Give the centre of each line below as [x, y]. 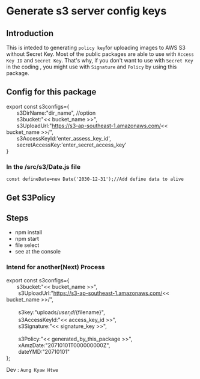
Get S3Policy [31, 197]
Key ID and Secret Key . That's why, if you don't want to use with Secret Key [100, 60]
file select [27, 245]
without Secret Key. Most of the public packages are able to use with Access [100, 54]
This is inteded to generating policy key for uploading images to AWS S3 [96, 47]
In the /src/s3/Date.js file [44, 166]
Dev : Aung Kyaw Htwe [32, 370]
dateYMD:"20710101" [44, 352]
